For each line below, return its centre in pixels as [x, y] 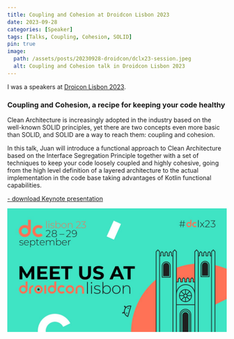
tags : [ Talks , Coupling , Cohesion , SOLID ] [70, 37]
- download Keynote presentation [55, 199]
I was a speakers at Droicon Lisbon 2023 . [67, 86]
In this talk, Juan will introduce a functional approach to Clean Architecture [114, 148]
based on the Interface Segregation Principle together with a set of [103, 156]
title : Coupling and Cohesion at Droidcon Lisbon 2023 [88, 15]
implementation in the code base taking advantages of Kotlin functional [109, 178]
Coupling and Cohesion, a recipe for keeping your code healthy [116, 104]
